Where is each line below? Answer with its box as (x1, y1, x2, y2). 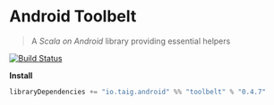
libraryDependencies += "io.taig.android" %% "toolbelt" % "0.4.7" (9, 87, 267, 96)
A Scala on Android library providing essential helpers (30, 36, 231, 46)
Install (9, 69, 33, 81)
